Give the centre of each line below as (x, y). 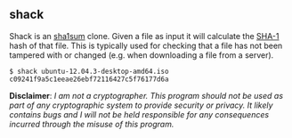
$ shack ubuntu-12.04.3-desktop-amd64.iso (89, 71)
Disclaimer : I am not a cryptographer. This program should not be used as (146, 95)
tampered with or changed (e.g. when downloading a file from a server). (142, 55)
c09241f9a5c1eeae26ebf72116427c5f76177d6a (89, 79)
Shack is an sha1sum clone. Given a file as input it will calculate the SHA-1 (144, 36)
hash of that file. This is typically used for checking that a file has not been (146, 45)
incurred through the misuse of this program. (92, 124)
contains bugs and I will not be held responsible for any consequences (139, 114)
